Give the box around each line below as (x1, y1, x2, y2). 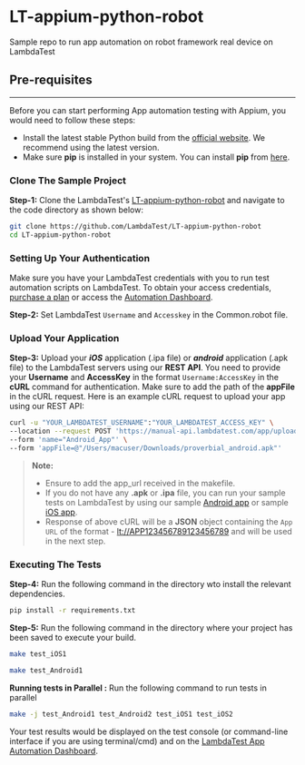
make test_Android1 (9, 665, 84, 675)
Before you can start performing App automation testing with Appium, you (9, 104, 287, 115)
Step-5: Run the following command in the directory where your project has (9, 623, 293, 633)
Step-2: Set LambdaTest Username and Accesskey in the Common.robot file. (9, 309, 289, 320)
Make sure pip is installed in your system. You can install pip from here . (22, 152, 290, 162)
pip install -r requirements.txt (9, 606, 136, 615)
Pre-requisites (9, 73, 93, 88)
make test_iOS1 (9, 650, 67, 659)
